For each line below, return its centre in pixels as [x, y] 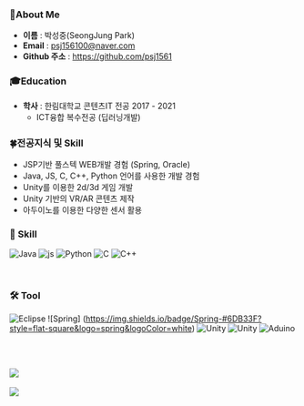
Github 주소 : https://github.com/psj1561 [97, 56]
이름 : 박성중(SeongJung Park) [78, 36]
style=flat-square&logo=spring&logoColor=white [101, 329]
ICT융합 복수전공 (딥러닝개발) [88, 117]
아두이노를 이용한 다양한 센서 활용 [82, 209]
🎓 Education [38, 81]
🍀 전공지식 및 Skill [46, 143]
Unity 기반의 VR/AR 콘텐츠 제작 [78, 198]
